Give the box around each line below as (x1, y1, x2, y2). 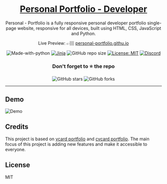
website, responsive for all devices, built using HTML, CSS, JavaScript (17, 25, 162, 31)
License (5, 161, 30, 170)
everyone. (5, 146, 26, 152)
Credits (5, 123, 29, 131)
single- (147, 20, 162, 26)
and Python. (71, 30, 96, 36)
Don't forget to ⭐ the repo (52, 63, 115, 70)
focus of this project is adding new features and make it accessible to (5, 141, 148, 147)
